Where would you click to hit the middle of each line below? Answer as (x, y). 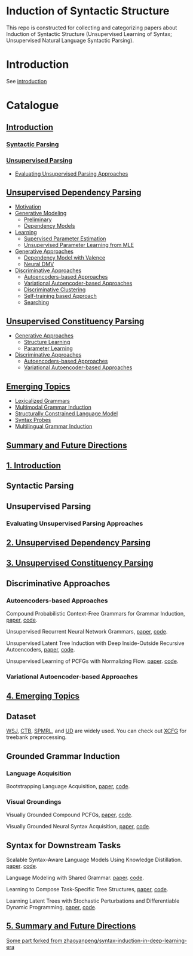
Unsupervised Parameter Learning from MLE (79, 245)
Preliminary (38, 219)
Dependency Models (49, 226)
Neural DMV (39, 264)
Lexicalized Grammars (42, 401)
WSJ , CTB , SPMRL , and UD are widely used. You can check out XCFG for (96, 731)
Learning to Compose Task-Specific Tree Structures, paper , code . (87, 889)
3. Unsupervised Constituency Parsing (80, 563)
